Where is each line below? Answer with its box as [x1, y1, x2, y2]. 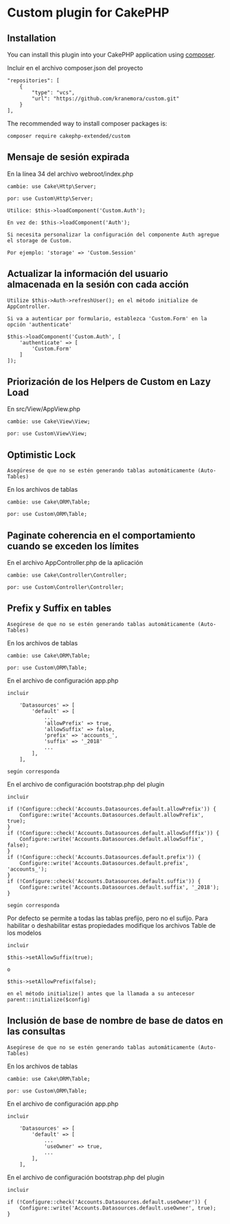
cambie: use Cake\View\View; [7, 418, 91, 425]
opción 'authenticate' [7, 321, 72, 328]
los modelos [7, 929, 42, 937]
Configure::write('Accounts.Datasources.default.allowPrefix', [19, 811, 205, 818]
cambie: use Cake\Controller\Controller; [7, 572, 128, 579]
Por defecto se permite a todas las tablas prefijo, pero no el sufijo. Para [7, 914, 208, 922]
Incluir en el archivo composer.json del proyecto [7, 64, 143, 72]
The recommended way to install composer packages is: [7, 119, 168, 127]
